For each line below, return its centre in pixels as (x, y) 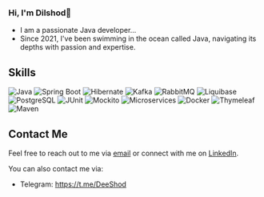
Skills (22, 72)
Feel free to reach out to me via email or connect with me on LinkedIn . (124, 153)
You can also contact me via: (56, 168)
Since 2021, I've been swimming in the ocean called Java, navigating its (138, 38)
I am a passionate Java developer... (78, 30)
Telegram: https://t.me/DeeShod (73, 184)
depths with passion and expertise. (78, 47)
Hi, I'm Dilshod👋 (40, 13)
